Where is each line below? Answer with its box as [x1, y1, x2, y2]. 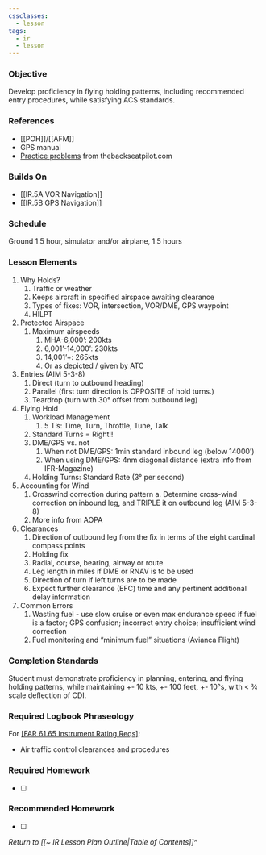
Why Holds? [19, 275, 60, 285]
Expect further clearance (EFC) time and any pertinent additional [31, 583, 247, 593]
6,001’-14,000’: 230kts [44, 344, 118, 353]
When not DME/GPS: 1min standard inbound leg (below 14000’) [44, 446, 255, 456]
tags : [8, 27, 27, 35]
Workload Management [31, 412, 110, 422]
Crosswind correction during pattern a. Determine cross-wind [31, 489, 238, 498]
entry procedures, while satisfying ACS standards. [8, 95, 176, 105]
